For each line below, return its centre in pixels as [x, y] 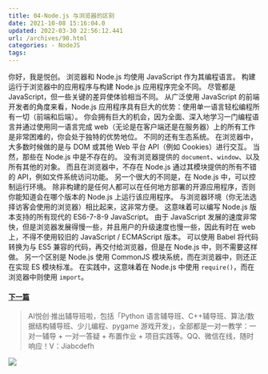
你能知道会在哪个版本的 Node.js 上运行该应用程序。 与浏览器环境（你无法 [129, 197]
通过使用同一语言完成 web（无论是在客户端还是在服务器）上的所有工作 [139, 127]
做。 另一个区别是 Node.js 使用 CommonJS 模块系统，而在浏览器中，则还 [129, 257]
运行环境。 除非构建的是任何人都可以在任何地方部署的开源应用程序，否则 [135, 187]
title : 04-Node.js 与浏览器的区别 [62, 16]
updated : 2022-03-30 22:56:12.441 [66, 30]
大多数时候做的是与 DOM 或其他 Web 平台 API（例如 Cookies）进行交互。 [130, 147]
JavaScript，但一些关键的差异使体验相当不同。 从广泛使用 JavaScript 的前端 [134, 97]
